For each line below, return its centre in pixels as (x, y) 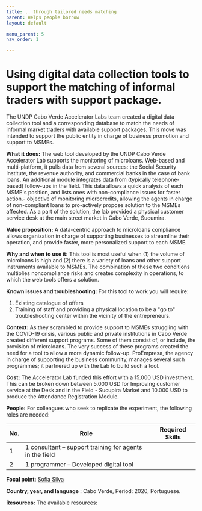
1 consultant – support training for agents (84, 447)
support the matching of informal (91, 87)
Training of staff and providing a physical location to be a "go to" (95, 309)
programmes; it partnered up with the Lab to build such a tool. (83, 366)
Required (173, 430)
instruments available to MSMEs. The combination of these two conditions (98, 267)
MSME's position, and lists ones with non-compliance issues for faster (93, 193)
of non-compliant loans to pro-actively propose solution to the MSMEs (93, 205)
